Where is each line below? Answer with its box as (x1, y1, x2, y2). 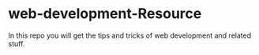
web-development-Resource (8, 5, 202, 23)
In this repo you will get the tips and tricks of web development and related (8, 31, 251, 40)
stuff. (8, 38, 25, 48)
